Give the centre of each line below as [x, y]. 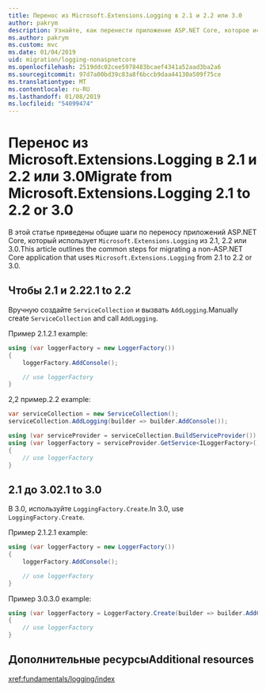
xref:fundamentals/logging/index [62, 678]
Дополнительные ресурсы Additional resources [131, 660]
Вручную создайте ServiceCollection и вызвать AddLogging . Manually [123, 309]
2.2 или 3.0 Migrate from [90, 177]
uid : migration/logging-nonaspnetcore [72, 60]
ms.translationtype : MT [47, 82]
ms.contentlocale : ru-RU [49, 89]
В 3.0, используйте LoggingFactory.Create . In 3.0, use [96, 509]
